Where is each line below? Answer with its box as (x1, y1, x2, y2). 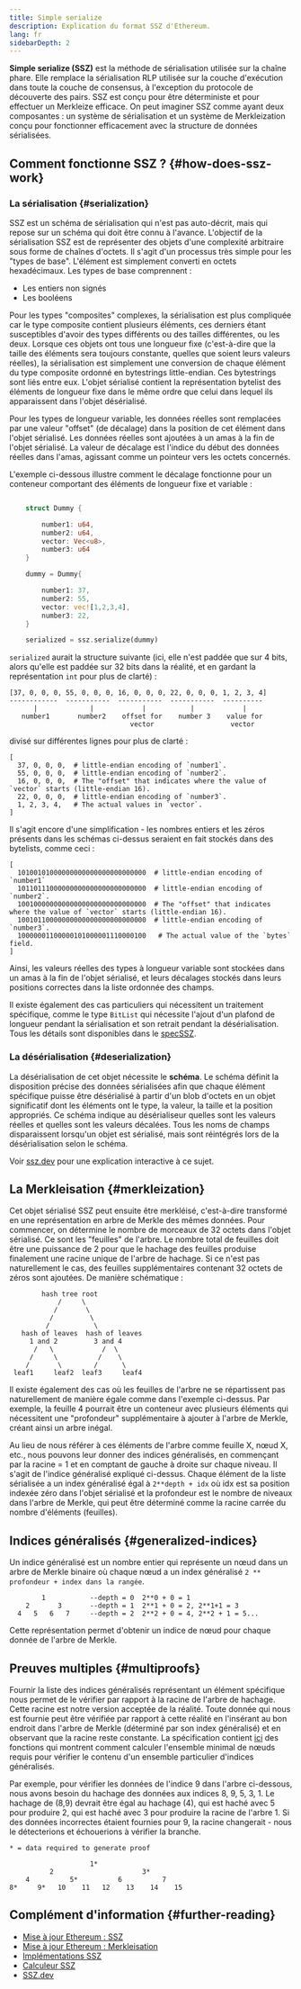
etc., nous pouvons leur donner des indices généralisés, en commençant (9, 1450, 279, 1461)
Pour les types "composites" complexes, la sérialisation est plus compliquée (9, 310, 292, 320)
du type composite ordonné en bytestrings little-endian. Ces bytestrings (9, 366, 277, 378)
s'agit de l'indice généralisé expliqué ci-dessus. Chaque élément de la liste (9, 1469, 287, 1480)
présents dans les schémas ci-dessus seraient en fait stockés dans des (9, 833, 274, 844)
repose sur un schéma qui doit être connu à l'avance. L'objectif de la (9, 227, 263, 238)
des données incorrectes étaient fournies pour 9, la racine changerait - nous (9, 1817, 292, 1828)
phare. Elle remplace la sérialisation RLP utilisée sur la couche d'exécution (9, 73, 283, 84)
